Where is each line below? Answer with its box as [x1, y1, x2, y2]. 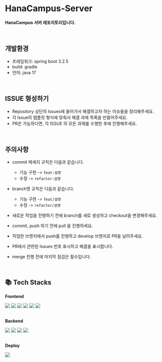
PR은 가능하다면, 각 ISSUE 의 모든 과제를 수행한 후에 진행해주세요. [12, 120, 137, 126]
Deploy [5, 343, 20, 348]
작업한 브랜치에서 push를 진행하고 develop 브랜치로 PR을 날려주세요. [12, 233, 143, 239]
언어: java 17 [12, 69, 36, 75]
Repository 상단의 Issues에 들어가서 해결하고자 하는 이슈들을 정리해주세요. [12, 108, 154, 114]
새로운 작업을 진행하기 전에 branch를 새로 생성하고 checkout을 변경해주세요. [12, 213, 158, 218]
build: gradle [12, 64, 37, 69]
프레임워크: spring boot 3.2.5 [12, 58, 69, 64]
